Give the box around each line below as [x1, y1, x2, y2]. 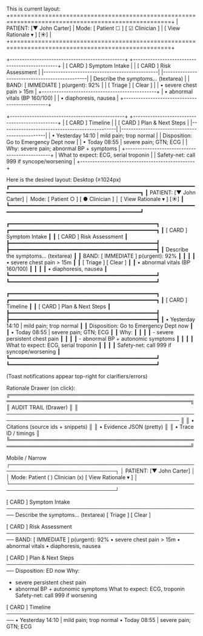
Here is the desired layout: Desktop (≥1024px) [6, 176, 121, 183]
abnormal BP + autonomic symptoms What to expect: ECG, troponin [15, 586, 185, 592]
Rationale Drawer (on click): [6, 385, 76, 391]
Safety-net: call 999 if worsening [15, 592, 98, 599]
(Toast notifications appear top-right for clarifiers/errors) [6, 373, 148, 380]
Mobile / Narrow [6, 454, 47, 461]
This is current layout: [6, 5, 61, 12]
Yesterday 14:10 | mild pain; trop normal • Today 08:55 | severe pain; [19, 617, 191, 623]
